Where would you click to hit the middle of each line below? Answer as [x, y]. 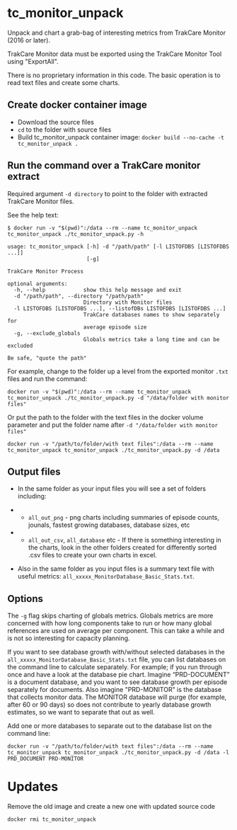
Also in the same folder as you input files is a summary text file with [116, 569]
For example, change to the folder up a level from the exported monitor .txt [118, 371]
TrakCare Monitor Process [45, 271]
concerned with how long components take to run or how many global [110, 623]
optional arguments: [38, 284]
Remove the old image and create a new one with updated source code [111, 807]
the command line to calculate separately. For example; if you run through [115, 667]
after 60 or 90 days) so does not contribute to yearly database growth [109, 705]
